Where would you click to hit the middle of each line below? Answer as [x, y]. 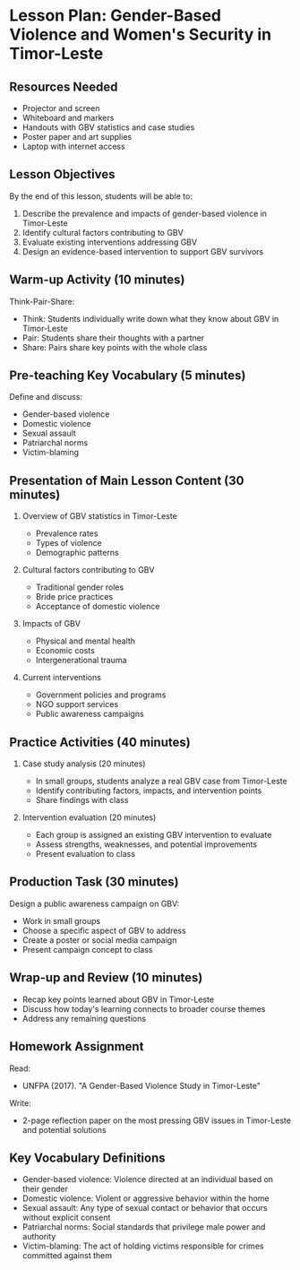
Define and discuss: [46, 397]
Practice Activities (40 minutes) [100, 742]
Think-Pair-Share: [42, 301]
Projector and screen [61, 108]
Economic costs [65, 651]
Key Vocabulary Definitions [87, 1158]
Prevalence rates [67, 533]
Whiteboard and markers [68, 118]
